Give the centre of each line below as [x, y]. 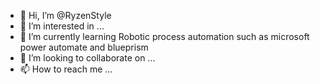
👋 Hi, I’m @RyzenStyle [65, 15]
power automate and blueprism [84, 47]
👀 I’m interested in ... [62, 26]
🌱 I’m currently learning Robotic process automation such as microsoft [164, 36]
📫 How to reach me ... [66, 69]
